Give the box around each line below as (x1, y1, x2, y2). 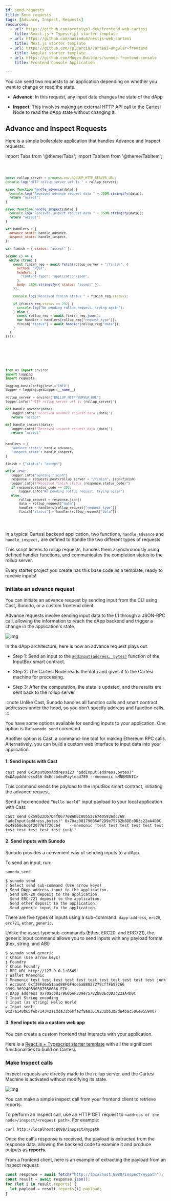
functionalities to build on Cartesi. (5, 1046, 76, 1052)
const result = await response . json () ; (5, 1177, 91, 1182)
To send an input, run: (5, 859, 52, 866)
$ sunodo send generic (5, 950, 54, 955)
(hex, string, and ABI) (5, 940, 50, 947)
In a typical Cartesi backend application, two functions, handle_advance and (5, 531, 164, 537)
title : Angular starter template (14, 50, 86, 55)
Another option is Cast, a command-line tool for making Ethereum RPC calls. (5, 735, 166, 742)
